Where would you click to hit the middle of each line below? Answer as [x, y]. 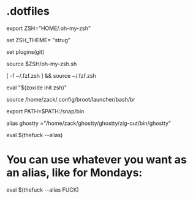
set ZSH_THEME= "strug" [39, 40]
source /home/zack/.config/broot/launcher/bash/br [71, 99]
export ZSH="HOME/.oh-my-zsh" [48, 28]
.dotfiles [28, 11]
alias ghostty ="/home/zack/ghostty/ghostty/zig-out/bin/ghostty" [89, 123]
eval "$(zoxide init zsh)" [37, 88]
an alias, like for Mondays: [74, 173]
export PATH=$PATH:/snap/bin [45, 111]
